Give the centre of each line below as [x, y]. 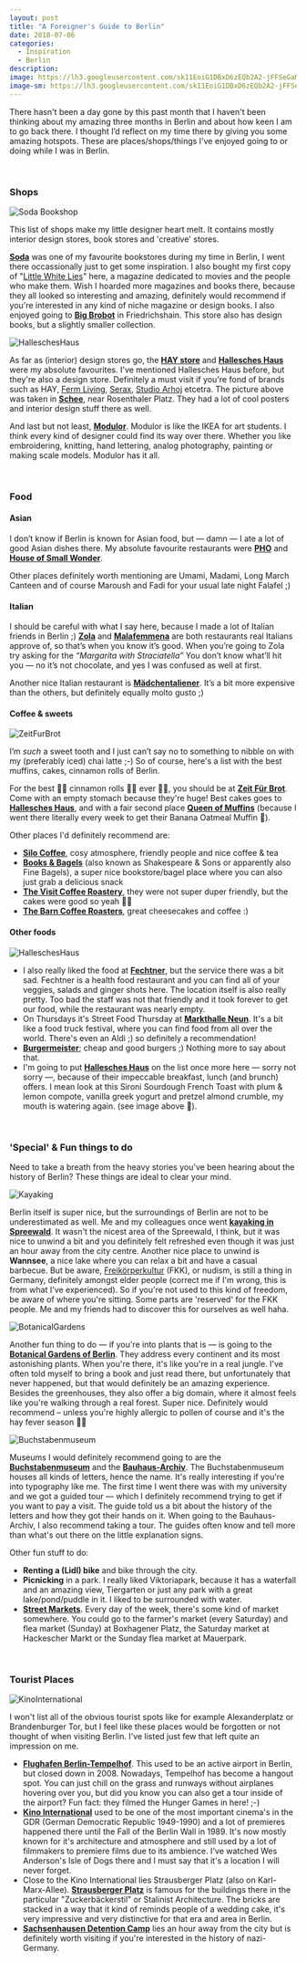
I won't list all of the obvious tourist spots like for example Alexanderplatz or [152, 1717]
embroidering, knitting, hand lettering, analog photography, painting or [141, 445]
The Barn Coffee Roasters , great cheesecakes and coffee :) [135, 911]
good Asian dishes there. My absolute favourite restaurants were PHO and [149, 548]
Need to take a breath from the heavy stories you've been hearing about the [152, 1167]
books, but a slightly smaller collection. [83, 324]
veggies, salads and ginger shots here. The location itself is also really [154, 989]
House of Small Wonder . [56, 558]
